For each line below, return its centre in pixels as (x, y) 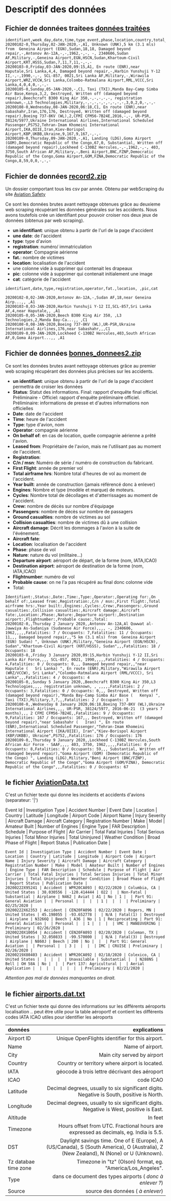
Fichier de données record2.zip (56, 177)
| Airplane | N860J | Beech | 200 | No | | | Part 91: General (76, 942)
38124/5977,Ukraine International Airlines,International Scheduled (79, 121)
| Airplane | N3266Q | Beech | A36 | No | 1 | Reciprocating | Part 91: (84, 919)
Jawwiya (13, 628)
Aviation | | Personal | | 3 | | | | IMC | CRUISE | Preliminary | (84, 946)
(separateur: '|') (22, 800)
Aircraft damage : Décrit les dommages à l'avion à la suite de (76, 528)
